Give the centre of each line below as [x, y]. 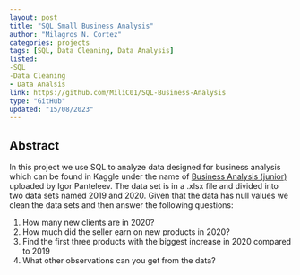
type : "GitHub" [38, 101]
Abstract [34, 146]
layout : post [34, 17]
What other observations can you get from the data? [119, 261]
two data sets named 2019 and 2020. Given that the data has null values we [149, 196]
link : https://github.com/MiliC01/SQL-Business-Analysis [118, 92]
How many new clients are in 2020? [88, 223]
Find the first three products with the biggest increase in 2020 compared [157, 242]
